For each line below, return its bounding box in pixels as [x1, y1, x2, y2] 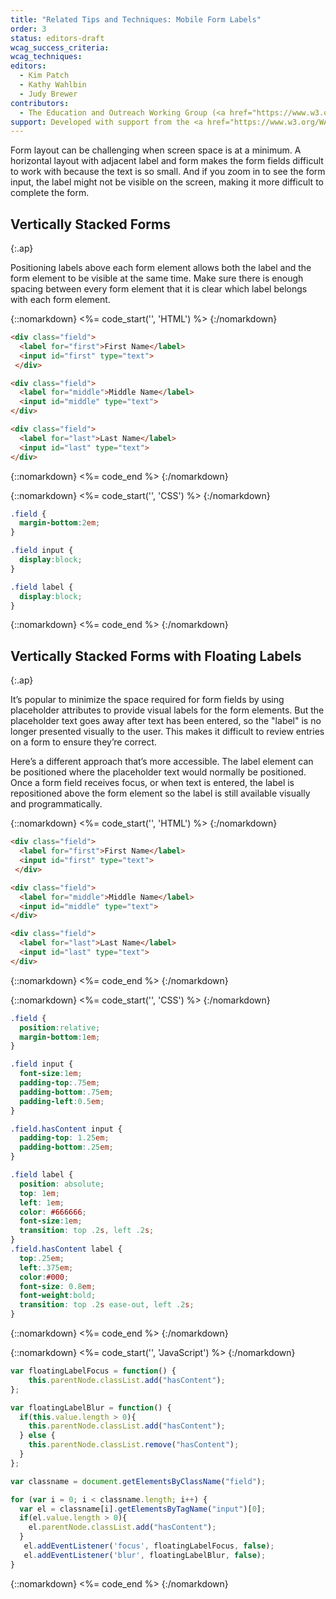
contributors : [10, 98, 70, 108]
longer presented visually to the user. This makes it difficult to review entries [10, 726, 325, 738]
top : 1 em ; [19, 1188, 60, 1198]
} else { [19, 1431, 56, 1441]
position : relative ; [19, 1022, 101, 1033]
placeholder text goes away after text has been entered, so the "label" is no [10, 715, 322, 727]
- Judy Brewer [19, 89, 78, 99]
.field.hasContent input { [10, 1124, 123, 1134]
